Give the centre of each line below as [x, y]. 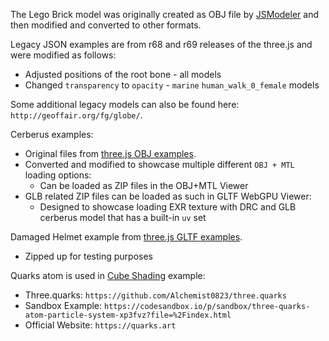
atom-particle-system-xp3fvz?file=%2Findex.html [128, 315]
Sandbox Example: [63, 305]
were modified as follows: [63, 55]
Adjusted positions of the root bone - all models [123, 74]
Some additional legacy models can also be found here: [125, 104]
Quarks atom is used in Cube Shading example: [108, 275]
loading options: [58, 175]
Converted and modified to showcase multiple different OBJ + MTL [159, 164]
